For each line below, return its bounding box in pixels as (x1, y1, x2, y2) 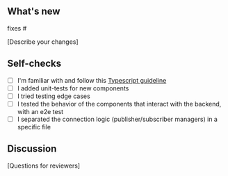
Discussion (7, 143, 57, 155)
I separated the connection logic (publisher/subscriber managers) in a (17, 115, 218, 123)
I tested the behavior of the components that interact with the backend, (17, 99, 222, 108)
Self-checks (7, 58, 61, 70)
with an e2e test (17, 107, 64, 115)
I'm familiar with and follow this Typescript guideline (17, 76, 167, 84)
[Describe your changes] (7, 38, 79, 46)
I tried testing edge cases (17, 92, 90, 100)
